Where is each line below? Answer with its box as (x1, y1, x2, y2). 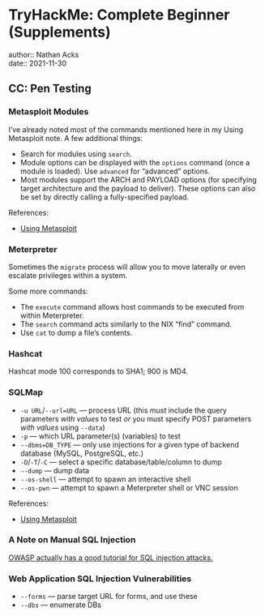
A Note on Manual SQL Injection (8, 534, 136, 545)
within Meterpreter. (19, 310, 84, 320)
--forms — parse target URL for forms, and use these (19, 592, 198, 601)
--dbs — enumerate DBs (19, 600, 101, 610)
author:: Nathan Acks (8, 49, 79, 59)
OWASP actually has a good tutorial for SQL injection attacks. (8, 553, 213, 563)
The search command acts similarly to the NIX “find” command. (19, 319, 233, 329)
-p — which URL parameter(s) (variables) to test (19, 431, 181, 441)
